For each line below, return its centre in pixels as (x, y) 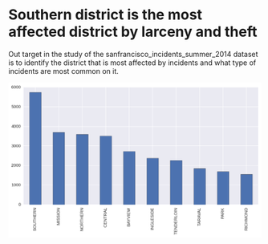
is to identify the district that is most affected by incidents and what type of (132, 63)
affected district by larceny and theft (133, 32)
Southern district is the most (106, 15)
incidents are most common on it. (63, 71)
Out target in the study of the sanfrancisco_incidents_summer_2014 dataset (133, 54)
